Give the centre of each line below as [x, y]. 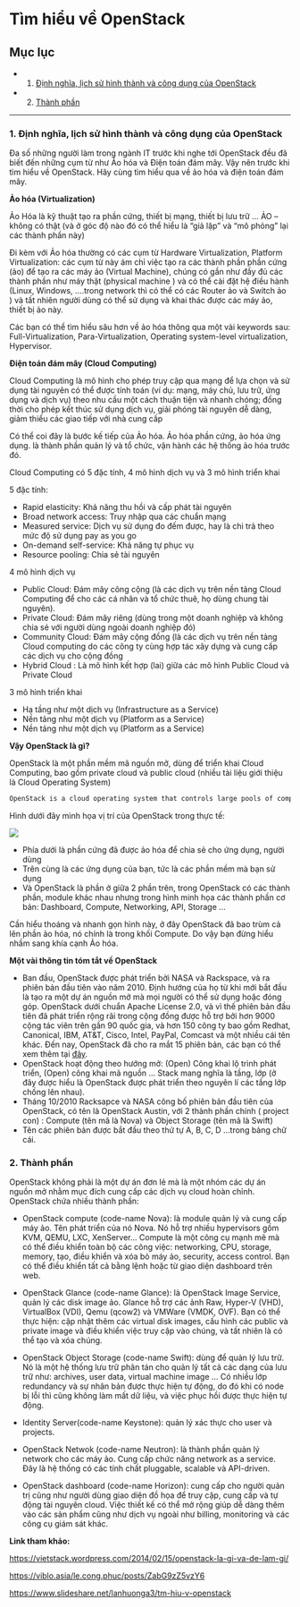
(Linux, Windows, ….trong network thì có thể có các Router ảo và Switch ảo [148, 291]
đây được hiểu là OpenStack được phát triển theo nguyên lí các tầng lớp [154, 1083]
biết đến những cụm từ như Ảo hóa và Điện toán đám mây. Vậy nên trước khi [150, 163]
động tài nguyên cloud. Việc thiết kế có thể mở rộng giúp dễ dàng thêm [153, 1505]
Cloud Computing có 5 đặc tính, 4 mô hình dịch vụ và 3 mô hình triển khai [145, 472]
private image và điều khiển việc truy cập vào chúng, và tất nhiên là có [152, 1331]
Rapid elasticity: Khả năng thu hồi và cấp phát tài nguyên [127, 507]
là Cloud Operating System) [60, 782]
